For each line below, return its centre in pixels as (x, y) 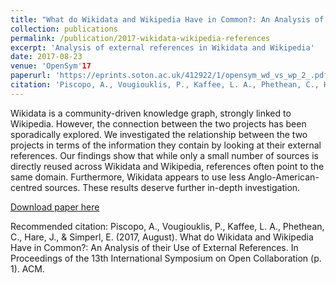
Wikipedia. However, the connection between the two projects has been (158, 123)
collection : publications (64, 29)
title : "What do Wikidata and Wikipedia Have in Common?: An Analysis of (167, 19)
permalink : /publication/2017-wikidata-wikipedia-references (140, 38)
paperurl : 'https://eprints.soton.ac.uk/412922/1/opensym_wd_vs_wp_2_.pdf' (171, 76)
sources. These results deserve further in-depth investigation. (172, 187)
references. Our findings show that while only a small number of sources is (164, 155)
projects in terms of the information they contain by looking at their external (166, 145)
